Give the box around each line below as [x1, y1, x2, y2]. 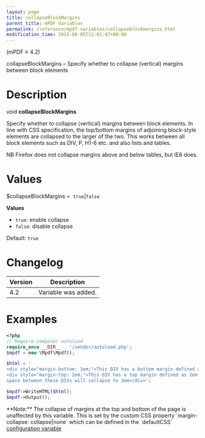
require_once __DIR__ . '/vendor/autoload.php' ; [6, 344, 132, 350]
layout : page [6, 9, 40, 15]
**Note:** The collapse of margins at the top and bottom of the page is [6, 405, 186, 412]
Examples [6, 313, 57, 327]
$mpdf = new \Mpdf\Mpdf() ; [6, 350, 75, 356]
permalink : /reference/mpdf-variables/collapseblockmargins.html [6, 26, 176, 32]
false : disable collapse [15, 223, 73, 230]
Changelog [6, 256, 63, 270]
